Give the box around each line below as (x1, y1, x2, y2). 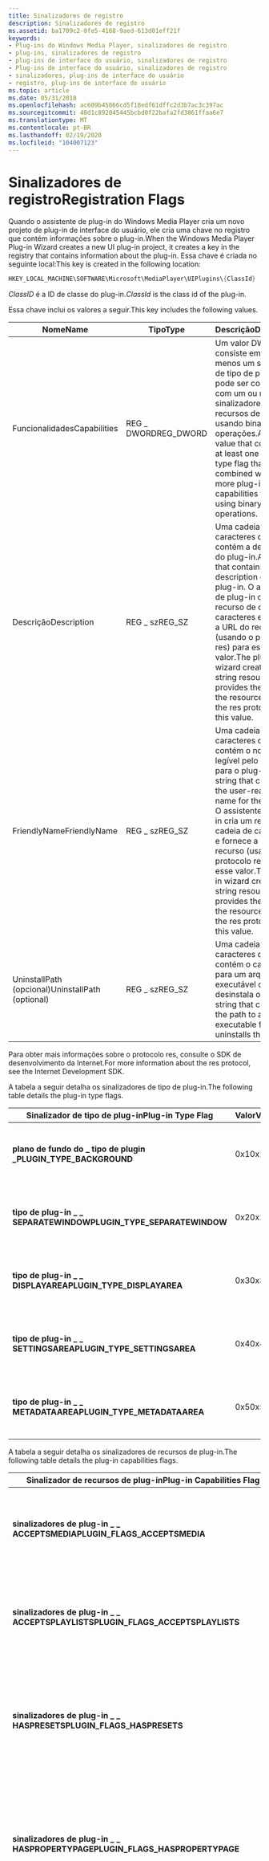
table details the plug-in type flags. (8, 1091, 124, 1101)
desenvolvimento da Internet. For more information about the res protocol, (8, 1058, 251, 1068)
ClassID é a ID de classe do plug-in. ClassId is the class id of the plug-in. (8, 290, 247, 299)
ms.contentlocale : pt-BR (8, 124, 91, 132)
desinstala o (215, 989, 261, 1000)
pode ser (215, 378, 249, 389)
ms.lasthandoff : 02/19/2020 (8, 131, 102, 139)
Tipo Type (147, 324, 186, 336)
